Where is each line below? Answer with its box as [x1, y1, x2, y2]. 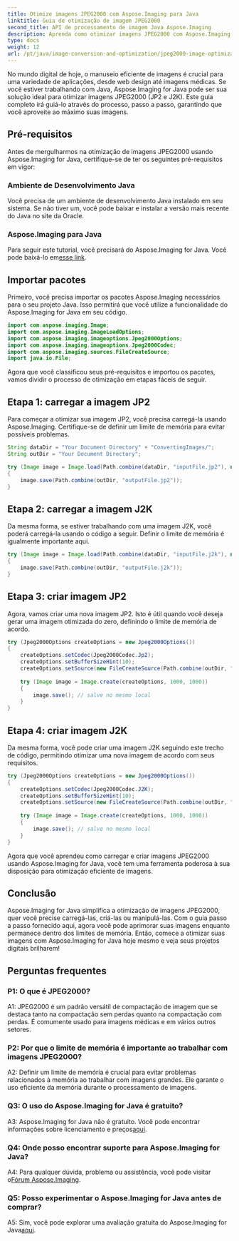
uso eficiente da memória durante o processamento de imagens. [7, 1083, 197, 1092]
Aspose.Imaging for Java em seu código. [7, 308, 128, 317]
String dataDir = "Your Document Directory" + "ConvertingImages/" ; [7, 444, 215, 451]
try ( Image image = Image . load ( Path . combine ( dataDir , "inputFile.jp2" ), [7, 463, 228, 471]
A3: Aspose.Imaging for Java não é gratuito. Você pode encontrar [7, 1117, 201, 1125]
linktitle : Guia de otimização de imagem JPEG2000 [7, 17, 161, 24]
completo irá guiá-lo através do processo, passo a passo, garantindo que [7, 100, 223, 108]
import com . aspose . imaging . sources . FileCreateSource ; [7, 348, 171, 355]
